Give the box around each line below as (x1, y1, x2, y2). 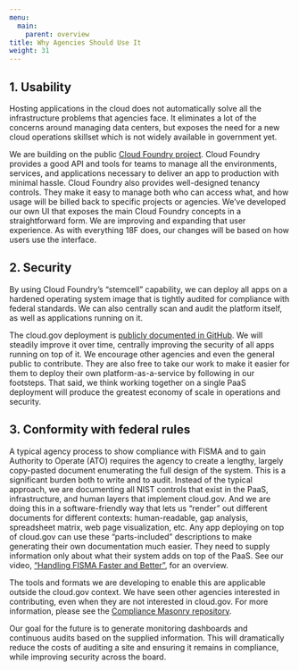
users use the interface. (9, 234, 96, 245)
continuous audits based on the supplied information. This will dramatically (9, 632, 285, 643)
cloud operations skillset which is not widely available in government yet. (9, 131, 278, 142)
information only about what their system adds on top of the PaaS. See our (9, 550, 284, 561)
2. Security (9, 260, 72, 275)
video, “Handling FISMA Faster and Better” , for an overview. (9, 559, 229, 570)
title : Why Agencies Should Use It (9, 38, 142, 47)
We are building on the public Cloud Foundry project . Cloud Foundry (9, 148, 261, 159)
